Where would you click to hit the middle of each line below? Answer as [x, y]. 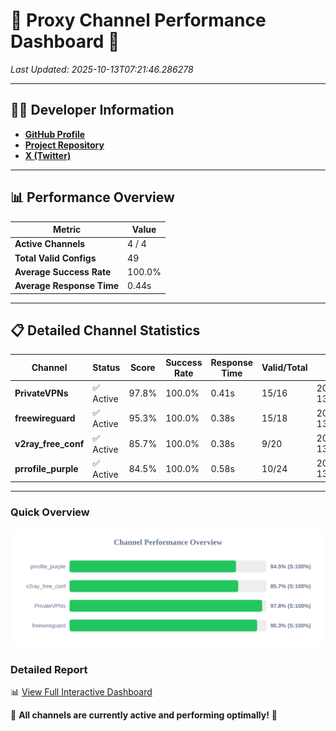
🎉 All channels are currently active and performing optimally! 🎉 [144, 715]
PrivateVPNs [41, 393]
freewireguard [45, 418]
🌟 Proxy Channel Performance [138, 20]
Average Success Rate [63, 271]
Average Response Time [67, 286]
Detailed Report [49, 669]
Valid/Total [284, 368]
